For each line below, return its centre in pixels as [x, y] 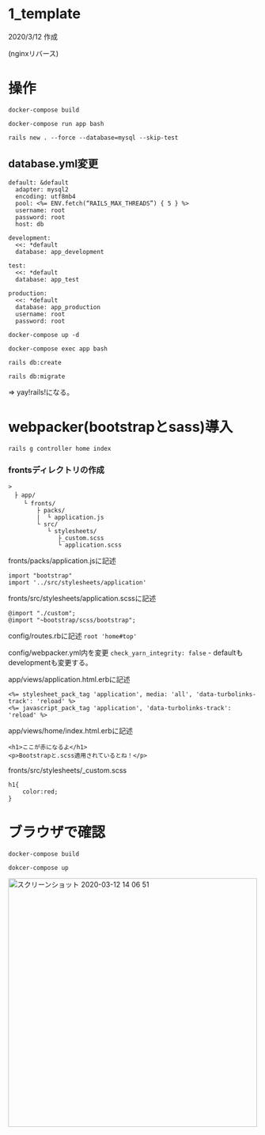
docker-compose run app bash [56, 123]
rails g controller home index [60, 448]
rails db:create [35, 362]
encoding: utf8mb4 [46, 196]
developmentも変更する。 [50, 662]
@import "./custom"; [42, 613]
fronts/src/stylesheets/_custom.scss [68, 770]
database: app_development [60, 252]
